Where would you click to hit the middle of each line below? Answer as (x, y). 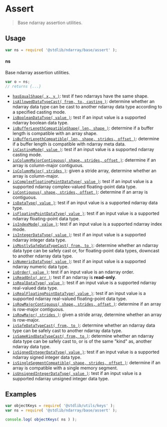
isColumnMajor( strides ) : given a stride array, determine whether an (84, 171)
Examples (21, 394)
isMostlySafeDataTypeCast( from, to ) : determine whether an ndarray (85, 245)
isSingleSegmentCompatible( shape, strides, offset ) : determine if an (86, 362)
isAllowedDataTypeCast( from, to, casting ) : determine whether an (83, 101)
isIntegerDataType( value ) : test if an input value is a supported (79, 234)
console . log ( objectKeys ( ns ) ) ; (41, 419)
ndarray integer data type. (39, 240)
